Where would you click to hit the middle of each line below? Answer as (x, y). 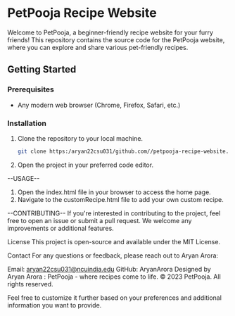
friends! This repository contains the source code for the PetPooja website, (116, 39)
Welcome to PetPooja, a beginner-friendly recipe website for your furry (110, 32)
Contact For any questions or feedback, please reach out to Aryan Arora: (113, 255)
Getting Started (42, 69)
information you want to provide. (55, 305)
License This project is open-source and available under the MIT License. (114, 241)
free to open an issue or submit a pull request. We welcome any (100, 220)
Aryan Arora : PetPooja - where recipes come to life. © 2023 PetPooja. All (114, 277)
